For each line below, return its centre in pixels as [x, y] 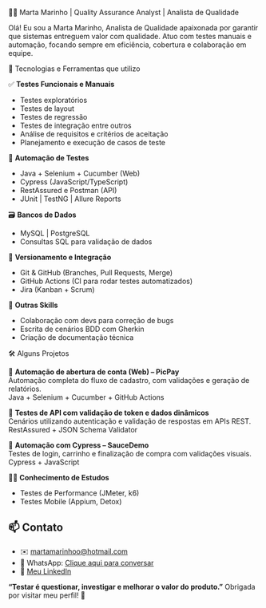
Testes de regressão [54, 117]
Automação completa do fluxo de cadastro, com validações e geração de [129, 380]
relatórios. [25, 389]
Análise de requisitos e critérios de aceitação [94, 134]
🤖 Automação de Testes [49, 158]
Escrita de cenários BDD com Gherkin [82, 329]
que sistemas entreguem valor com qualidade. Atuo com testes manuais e [130, 36]
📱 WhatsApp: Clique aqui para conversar [87, 563]
